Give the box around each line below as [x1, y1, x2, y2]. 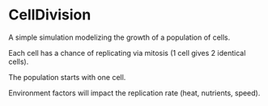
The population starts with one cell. [8, 72, 126, 82]
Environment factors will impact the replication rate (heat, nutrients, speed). [8, 87, 261, 98]
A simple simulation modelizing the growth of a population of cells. [8, 32, 231, 42]
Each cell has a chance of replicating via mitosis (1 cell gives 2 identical [8, 48, 246, 57]
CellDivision [8, 6, 91, 24]
